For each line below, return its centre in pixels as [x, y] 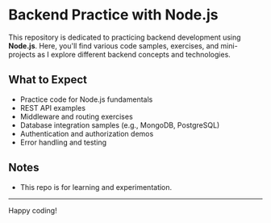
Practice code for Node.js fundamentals [86, 99]
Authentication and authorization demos [87, 133]
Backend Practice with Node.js [114, 15]
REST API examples [53, 107]
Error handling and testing [63, 142]
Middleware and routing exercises [76, 116]
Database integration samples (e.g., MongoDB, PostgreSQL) [120, 125]
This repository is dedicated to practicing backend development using [125, 37]
